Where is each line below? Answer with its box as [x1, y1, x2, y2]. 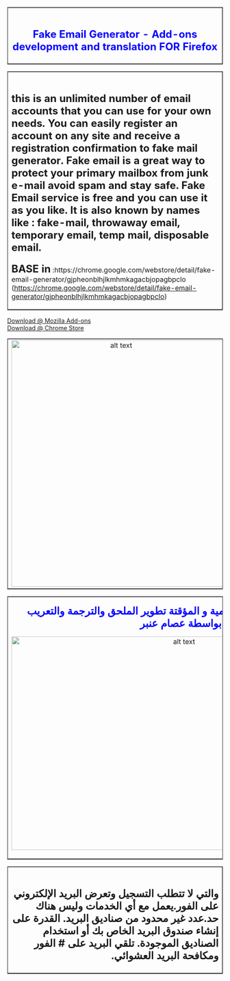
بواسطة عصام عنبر [140, 617, 222, 630]
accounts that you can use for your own [11, 104, 212, 118]
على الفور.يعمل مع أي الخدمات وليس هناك [35, 899, 219, 913]
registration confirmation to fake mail [11, 142, 199, 155]
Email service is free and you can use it [11, 191, 208, 205]
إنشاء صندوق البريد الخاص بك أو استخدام [42, 924, 219, 938]
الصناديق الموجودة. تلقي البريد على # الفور [34, 936, 219, 950]
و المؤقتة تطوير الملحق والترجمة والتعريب [27, 604, 207, 618]
